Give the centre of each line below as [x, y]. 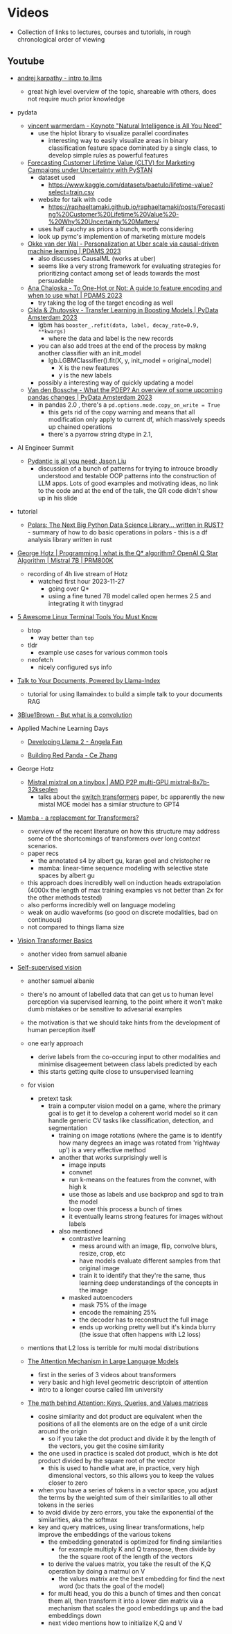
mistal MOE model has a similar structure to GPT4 [109, 804]
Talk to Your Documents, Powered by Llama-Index [89, 680]
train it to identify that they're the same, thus [143, 1275]
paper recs [43, 853]
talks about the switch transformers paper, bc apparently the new [131, 797]
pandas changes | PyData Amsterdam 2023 [90, 397]
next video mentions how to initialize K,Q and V [115, 1623]
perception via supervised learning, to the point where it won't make [125, 1002]
